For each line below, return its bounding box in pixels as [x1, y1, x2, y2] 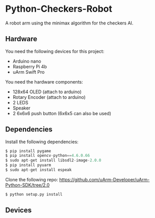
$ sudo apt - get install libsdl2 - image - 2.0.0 [5, 158, 101, 163]
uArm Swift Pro [12, 69, 45, 75]
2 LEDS [12, 99, 29, 105]
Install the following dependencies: [5, 139, 79, 145]
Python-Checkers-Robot [5, 3, 113, 15]
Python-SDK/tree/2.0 [5, 182, 50, 188]
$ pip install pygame [5, 148, 51, 153]
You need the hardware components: [5, 78, 83, 85]
